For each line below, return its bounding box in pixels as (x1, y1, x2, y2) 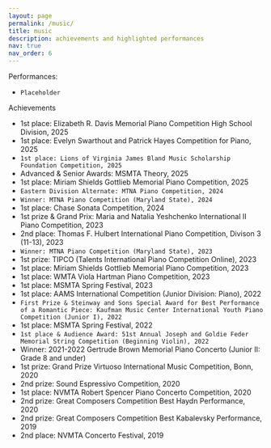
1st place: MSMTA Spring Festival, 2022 (19, 320, 153, 330)
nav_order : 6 (8, 49, 53, 57)
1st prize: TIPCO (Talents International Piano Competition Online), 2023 (19, 255, 257, 264)
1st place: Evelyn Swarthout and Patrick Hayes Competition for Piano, (19, 136, 252, 146)
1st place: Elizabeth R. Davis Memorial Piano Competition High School (19, 119, 252, 128)
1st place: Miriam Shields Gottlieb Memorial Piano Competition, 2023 (19, 264, 249, 273)
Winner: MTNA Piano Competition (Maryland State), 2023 (19, 247, 213, 256)
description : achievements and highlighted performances (8, 34, 205, 43)
